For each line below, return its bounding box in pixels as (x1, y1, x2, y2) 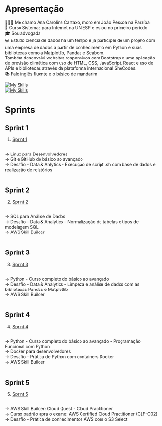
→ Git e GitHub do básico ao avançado (5, 156, 83, 162)
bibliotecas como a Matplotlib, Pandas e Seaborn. (5, 50, 105, 56)
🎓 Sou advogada (5, 30, 40, 36)
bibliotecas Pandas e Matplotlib (5, 286, 68, 292)
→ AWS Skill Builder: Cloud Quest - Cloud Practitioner (5, 406, 113, 412)
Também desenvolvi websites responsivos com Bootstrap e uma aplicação (5, 55, 155, 60)
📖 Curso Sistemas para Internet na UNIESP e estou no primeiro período (5, 24, 148, 30)
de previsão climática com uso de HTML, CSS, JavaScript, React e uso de (5, 60, 154, 66)
